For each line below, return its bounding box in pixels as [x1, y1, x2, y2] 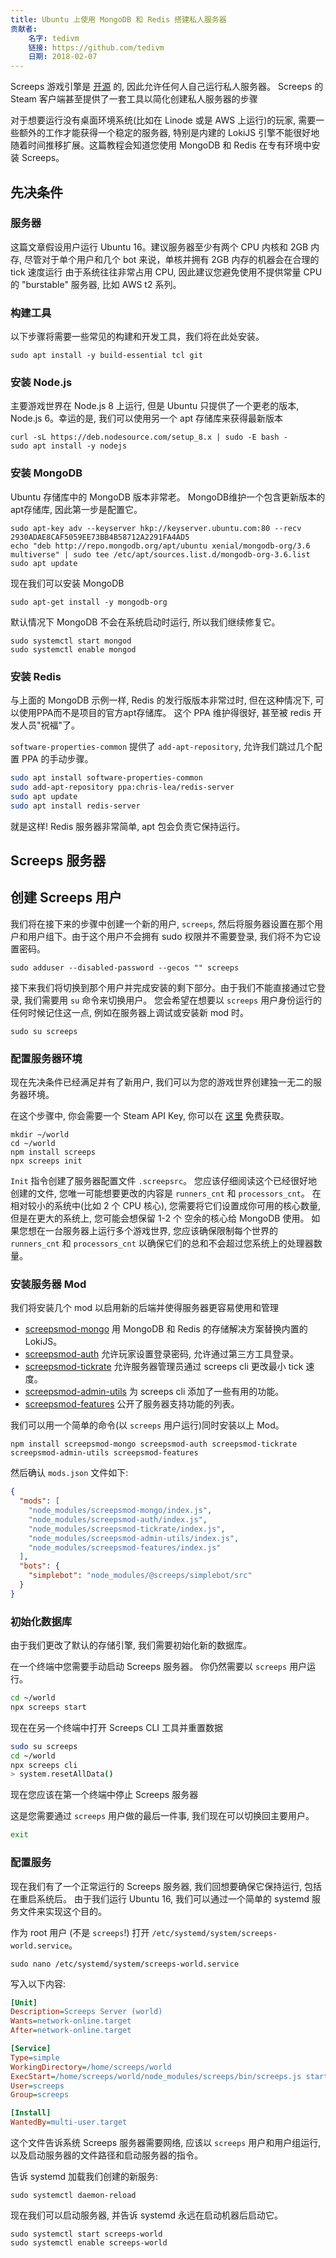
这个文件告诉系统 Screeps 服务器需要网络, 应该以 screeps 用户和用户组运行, [10, 2137, 322, 2149]
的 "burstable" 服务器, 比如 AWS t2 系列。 [10, 278, 182, 290]
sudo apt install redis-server [10, 801, 141, 811]
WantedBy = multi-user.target [10, 2117, 128, 2128]
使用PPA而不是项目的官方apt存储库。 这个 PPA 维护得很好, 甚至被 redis [18, 707, 312, 718]
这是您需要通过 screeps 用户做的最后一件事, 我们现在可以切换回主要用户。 [10, 1810, 315, 1822]
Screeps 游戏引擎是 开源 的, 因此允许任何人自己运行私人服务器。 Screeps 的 [10, 81, 324, 93]
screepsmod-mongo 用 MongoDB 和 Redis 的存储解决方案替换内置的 [24, 1323, 308, 1335]
